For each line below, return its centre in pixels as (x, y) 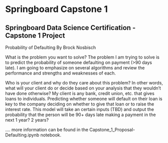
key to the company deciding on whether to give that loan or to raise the (80, 104)
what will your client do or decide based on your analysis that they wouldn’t (83, 88)
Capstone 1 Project (35, 35)
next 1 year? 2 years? (27, 120)
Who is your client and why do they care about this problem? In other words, (84, 83)
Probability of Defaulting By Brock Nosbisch (51, 47)
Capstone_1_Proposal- (112, 129)
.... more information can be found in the (47, 129)
